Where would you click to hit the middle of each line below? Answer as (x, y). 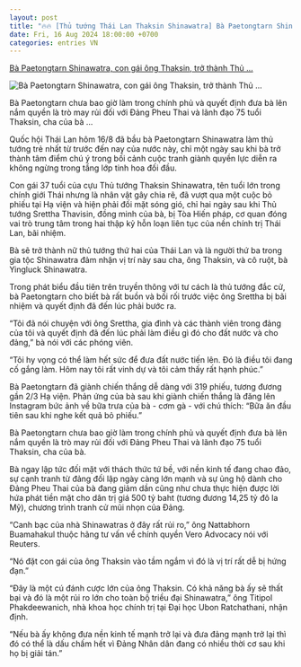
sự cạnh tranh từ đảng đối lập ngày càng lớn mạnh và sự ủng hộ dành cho (146, 479)
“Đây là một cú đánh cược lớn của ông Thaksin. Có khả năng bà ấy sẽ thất (146, 588)
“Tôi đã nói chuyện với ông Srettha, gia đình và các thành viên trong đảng (145, 323)
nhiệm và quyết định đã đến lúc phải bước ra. (93, 306)
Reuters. (25, 544)
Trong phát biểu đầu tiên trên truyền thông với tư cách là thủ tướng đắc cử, (147, 287)
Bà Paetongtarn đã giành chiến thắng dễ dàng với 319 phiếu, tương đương (146, 387)
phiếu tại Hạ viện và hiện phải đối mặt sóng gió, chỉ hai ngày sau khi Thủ (143, 205)
